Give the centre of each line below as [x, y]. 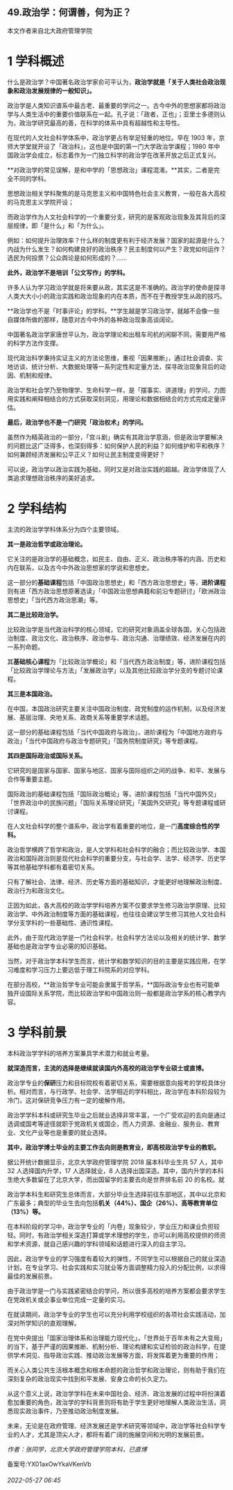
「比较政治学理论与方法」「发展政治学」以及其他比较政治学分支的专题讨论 [112, 670]
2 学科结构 [37, 509]
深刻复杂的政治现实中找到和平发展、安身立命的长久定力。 [89, 1379]
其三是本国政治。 [32, 693]
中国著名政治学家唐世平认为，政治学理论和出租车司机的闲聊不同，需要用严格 [116, 334]
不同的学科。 [31, 178]
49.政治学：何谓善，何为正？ [69, 13]
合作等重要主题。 [32, 779]
